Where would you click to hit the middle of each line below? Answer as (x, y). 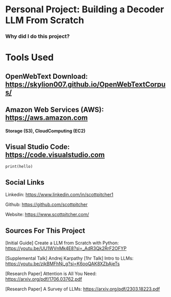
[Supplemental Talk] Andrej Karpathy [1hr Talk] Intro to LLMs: (69, 258)
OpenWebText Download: (47, 76)
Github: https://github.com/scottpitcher (46, 205)
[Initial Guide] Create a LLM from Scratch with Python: (62, 243)
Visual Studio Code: (38, 147)
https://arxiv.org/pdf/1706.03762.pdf (44, 279)
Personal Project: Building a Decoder (85, 9)
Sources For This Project (45, 231)
